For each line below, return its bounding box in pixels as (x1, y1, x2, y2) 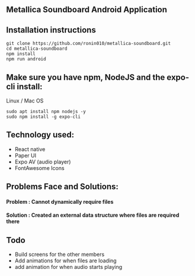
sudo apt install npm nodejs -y (6, 109, 86, 115)
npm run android (6, 56, 46, 62)
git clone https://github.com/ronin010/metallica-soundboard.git (6, 41, 171, 47)
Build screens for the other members (14, 251, 105, 258)
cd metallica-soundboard (6, 46, 68, 52)
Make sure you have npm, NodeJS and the (6, 72, 165, 82)
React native (14, 145, 46, 153)
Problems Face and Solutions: (6, 182, 119, 192)
